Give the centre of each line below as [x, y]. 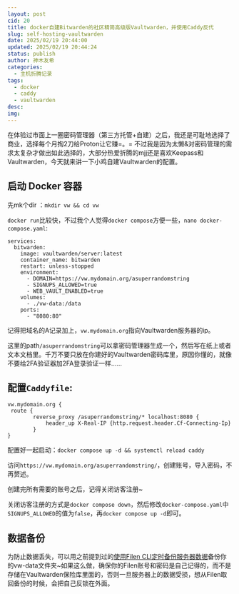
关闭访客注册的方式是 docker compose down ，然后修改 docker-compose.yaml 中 [118, 505]
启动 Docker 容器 [45, 186]
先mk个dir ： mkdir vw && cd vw [53, 205]
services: [22, 241]
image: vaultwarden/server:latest [71, 253]
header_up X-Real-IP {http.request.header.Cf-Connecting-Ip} [138, 423]
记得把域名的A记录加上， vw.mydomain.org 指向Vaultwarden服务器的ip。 [111, 330]
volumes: [33, 297]
